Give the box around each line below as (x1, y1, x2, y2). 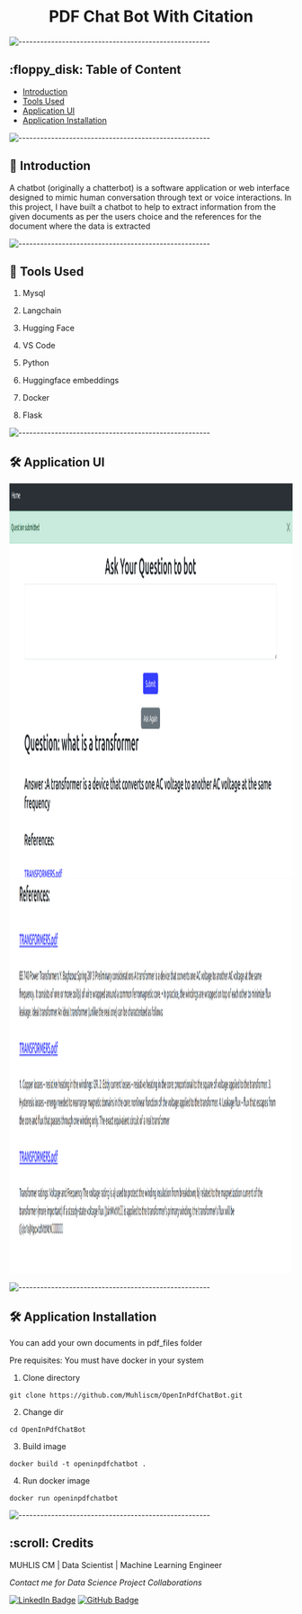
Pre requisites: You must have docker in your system (9, 1355, 204, 1366)
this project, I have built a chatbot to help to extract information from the (9, 201, 277, 212)
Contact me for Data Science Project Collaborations (9, 1577, 202, 1588)
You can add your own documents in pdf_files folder (9, 1338, 203, 1348)
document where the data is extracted (9, 221, 151, 231)
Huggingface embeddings (22, 375, 120, 386)
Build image (22, 1441, 67, 1451)
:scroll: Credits (9, 1536, 94, 1551)
